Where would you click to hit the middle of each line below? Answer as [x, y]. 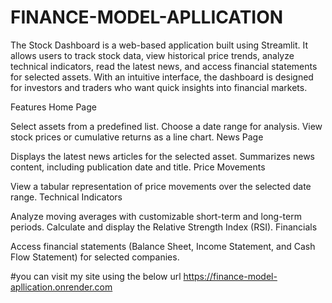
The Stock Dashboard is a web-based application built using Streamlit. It [159, 45]
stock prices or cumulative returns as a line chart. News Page [137, 137]
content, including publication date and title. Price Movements [138, 167]
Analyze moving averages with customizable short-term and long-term [156, 216]
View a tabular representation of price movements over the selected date [161, 186]
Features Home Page [53, 107]
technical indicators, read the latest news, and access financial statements [164, 66]
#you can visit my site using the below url [96, 276]
